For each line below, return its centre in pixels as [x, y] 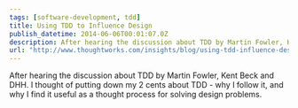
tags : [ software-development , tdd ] [75, 17]
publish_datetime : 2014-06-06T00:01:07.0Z [89, 34]
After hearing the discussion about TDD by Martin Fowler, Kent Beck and [142, 75]
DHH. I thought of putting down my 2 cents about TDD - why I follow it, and [146, 85]
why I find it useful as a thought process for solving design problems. [136, 95]
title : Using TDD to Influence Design [81, 26]
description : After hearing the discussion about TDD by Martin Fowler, [146, 42]
